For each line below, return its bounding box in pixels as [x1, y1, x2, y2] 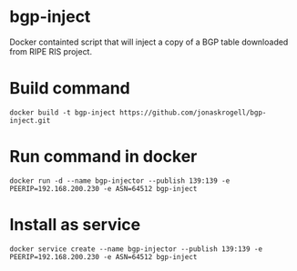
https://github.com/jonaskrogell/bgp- [119, 107, 267, 117]
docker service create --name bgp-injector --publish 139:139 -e [9, 244, 262, 254]
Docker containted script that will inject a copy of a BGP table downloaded [9, 36, 289, 47]
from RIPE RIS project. [9, 45, 93, 56]
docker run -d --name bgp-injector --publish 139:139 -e [9, 176, 230, 186]
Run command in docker [9, 146, 198, 167]
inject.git [9, 115, 51, 125]
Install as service [9, 215, 141, 235]
